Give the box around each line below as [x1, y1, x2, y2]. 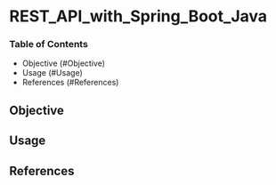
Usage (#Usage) [21, 68, 83, 78]
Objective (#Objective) [21, 58, 105, 68]
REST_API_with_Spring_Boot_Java [9, 6, 268, 27]
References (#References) [21, 77, 119, 88]
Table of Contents [9, 38, 89, 51]
